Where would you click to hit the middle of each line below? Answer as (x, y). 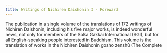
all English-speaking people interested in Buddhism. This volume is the (78, 40)
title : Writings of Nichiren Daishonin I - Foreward (62, 10)
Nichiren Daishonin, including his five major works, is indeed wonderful (79, 29)
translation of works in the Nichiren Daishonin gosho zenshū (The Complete (84, 45)
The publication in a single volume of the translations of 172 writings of (78, 24)
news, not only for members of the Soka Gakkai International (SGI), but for (82, 34)
